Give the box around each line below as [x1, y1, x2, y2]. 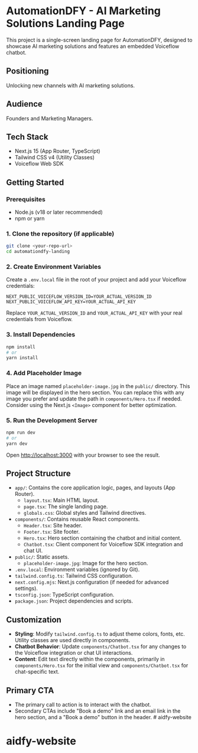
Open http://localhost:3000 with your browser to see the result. [6, 451, 161, 459]
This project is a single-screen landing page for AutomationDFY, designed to [6, 36, 193, 43]
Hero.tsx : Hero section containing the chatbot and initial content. [23, 534, 182, 541]
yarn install [6, 355, 38, 361]
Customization [6, 614, 62, 624]
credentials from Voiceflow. [6, 316, 73, 323]
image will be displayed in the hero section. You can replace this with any [6, 389, 184, 396]
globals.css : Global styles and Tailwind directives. [23, 510, 147, 517]
